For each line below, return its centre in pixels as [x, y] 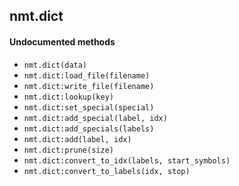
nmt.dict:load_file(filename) [87, 75]
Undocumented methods [62, 41]
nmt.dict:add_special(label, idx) [95, 118]
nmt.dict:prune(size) [68, 150]
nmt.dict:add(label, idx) [77, 139]
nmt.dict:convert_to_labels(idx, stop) [107, 171]
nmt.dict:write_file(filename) [89, 86]
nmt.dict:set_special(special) [89, 107]
